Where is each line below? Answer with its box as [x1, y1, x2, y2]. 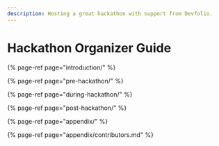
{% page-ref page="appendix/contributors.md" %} [7, 130, 154, 139]
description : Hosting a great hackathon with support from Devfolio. [7, 10, 213, 17]
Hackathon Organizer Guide [7, 40, 172, 56]
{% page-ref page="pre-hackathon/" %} [7, 76, 124, 85]
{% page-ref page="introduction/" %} [7, 63, 116, 72]
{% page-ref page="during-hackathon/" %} [7, 90, 133, 98]
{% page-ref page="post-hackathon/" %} [7, 104, 127, 112]
